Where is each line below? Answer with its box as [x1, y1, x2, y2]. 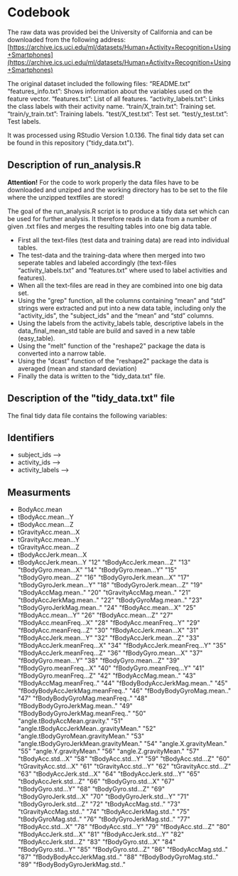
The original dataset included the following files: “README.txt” [7, 79, 190, 87]
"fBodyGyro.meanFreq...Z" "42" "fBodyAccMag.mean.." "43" [17, 671, 197, 680]
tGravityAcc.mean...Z [17, 543, 80, 552]
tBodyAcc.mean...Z [17, 520, 74, 529]
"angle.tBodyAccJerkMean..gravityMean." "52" [17, 725, 156, 733]
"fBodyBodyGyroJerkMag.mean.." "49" [17, 702, 133, 710]
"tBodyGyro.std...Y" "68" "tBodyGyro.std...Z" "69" [17, 785, 166, 794]
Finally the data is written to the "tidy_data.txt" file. [17, 371, 166, 380]
